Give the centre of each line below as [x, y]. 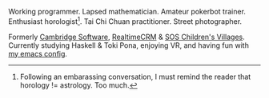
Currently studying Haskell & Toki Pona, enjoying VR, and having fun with [129, 45]
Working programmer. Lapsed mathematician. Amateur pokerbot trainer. [127, 12]
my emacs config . [38, 53]
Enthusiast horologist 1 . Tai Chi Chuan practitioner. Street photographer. [125, 21]
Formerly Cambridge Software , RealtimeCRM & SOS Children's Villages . [127, 37]
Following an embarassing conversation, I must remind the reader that [135, 76]
